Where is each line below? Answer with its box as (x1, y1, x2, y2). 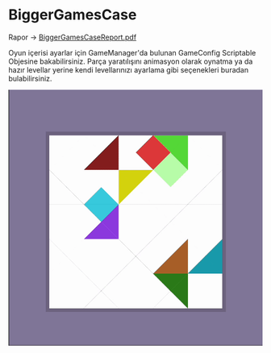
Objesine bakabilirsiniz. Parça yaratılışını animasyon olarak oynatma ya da (8, 56, 253, 66)
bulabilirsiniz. (8, 73, 52, 83)
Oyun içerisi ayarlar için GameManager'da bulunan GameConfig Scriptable (8, 48, 256, 57)
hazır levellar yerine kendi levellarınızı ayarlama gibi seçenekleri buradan (8, 64, 248, 74)
